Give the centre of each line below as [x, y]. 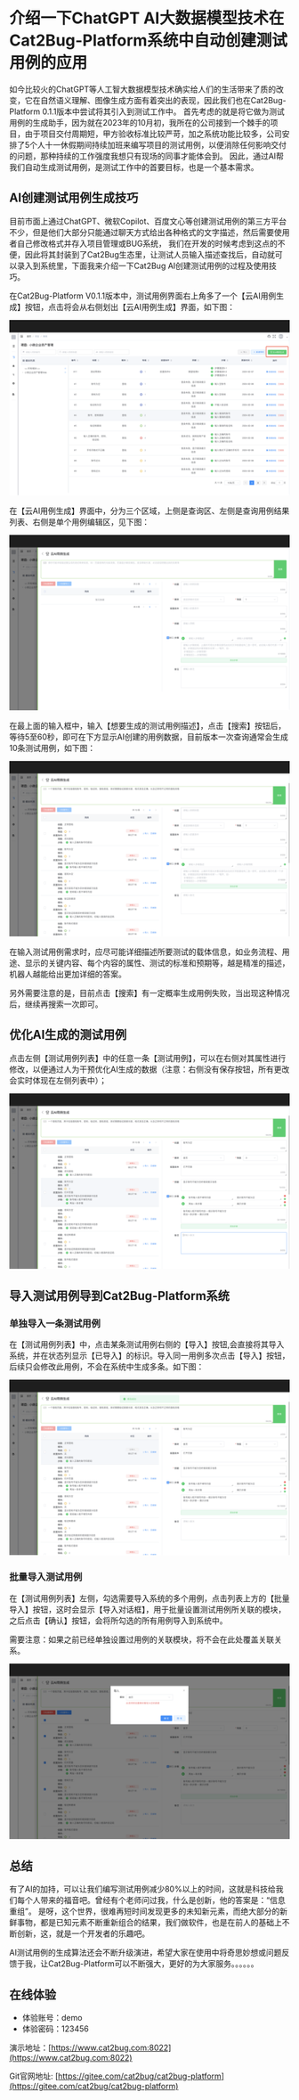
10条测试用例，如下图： [53, 748]
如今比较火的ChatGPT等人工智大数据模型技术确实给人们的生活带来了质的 [143, 89]
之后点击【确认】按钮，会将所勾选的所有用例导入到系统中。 [118, 1620]
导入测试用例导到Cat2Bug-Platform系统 [119, 1296]
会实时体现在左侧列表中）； [58, 1080]
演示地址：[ [30, 2048]
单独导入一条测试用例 [55, 1323]
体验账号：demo [52, 2018]
